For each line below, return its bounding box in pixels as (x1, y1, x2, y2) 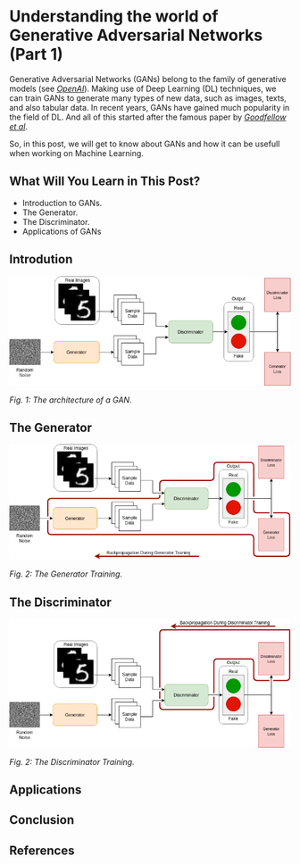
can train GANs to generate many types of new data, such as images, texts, (9, 92, 287, 104)
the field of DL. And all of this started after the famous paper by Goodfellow (9, 112, 287, 122)
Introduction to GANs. (21, 197, 103, 208)
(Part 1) (9, 45, 64, 64)
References (9, 843, 75, 858)
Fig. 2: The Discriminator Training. (9, 756, 136, 767)
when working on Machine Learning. (9, 147, 145, 158)
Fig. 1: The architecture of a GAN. (9, 395, 132, 405)
